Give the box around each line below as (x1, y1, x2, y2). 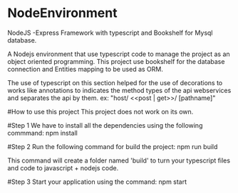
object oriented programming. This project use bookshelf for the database (7, 57, 225, 65)
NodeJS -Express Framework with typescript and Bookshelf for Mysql (7, 28, 213, 37)
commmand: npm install (7, 128, 78, 137)
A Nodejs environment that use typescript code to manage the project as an (7, 50, 230, 58)
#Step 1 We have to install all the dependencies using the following (7, 121, 203, 129)
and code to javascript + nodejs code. (7, 163, 119, 172)
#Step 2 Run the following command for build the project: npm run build (7, 142, 218, 150)
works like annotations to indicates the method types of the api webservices (7, 86, 232, 94)
